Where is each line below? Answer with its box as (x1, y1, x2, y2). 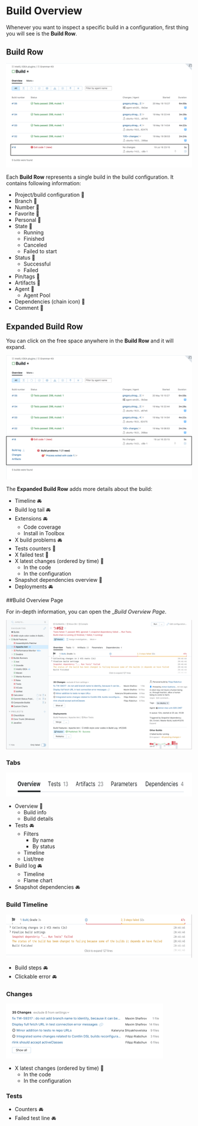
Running (23, 229, 44, 236)
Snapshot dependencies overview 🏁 (14, 576, 103, 583)
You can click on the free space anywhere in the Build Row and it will (6, 337, 174, 344)
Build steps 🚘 (14, 964, 48, 971)
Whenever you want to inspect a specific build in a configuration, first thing (6, 24, 189, 31)
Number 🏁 (14, 204, 40, 211)
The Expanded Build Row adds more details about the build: (6, 485, 153, 492)
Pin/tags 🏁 (14, 273, 40, 280)
